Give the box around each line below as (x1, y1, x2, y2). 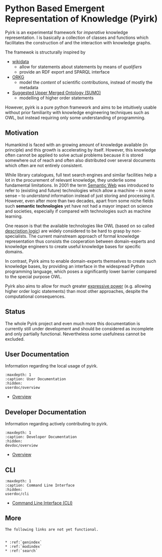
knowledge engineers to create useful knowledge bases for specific (5, 243, 141, 249)
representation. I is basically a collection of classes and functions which (5, 35, 149, 40)
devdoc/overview (5, 443, 38, 448)
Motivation (5, 129, 39, 137)
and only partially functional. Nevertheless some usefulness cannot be (5, 331, 146, 337)
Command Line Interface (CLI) (12, 500, 73, 506)
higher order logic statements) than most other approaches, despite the (5, 288, 148, 294)
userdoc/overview (5, 385, 40, 390)
